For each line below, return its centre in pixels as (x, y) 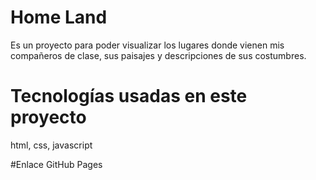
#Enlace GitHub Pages (56, 164)
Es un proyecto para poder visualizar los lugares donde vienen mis (147, 45)
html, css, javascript (51, 145)
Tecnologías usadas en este (129, 96)
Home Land (59, 17)
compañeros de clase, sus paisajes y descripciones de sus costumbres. (158, 55)
